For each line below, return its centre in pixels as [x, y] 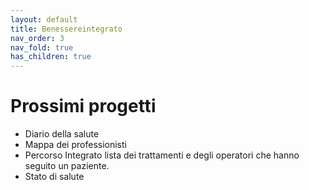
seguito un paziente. [67, 166]
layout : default [44, 19]
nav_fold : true [42, 47]
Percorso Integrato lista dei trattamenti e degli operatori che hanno [162, 155]
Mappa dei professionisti [75, 145]
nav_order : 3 [37, 38]
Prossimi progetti [83, 106]
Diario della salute [62, 134]
